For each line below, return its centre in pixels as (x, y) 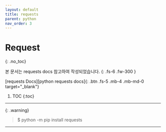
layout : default (22, 10)
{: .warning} (17, 110)
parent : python (21, 19)
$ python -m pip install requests (50, 120)
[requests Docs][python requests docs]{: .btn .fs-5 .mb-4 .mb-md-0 (75, 81)
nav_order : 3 (19, 23)
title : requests (22, 14)
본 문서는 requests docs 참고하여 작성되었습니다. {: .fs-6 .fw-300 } (71, 71)
